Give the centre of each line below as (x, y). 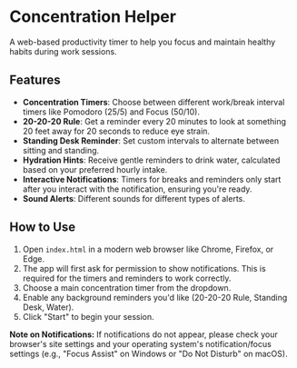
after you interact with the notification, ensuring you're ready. (137, 189)
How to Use (43, 228)
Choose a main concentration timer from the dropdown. (127, 287)
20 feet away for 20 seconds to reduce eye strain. (116, 131)
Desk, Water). (48, 307)
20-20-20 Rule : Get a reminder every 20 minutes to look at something (154, 121)
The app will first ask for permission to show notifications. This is (144, 268)
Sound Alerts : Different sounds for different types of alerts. (134, 198)
